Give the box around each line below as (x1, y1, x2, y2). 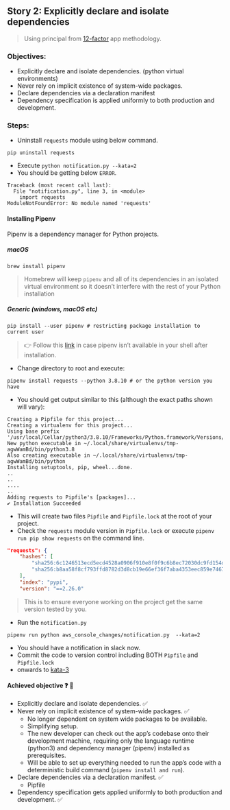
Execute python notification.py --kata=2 (16, 161, 137, 170)
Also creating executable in (7, 452, 90, 459)
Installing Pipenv (7, 215, 56, 222)
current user (7, 329, 44, 335)
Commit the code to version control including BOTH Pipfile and (16, 651, 199, 659)
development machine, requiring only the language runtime (27, 737, 194, 745)
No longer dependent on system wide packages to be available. (27, 715, 207, 723)
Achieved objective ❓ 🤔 (7, 682, 74, 690)
